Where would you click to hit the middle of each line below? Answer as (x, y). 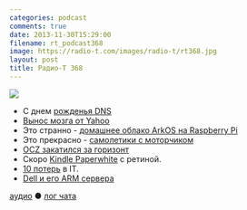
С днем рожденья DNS (67, 110)
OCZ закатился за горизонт (76, 149)
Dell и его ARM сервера (68, 178)
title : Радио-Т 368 (46, 69)
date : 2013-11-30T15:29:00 (60, 34)
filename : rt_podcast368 (56, 43)
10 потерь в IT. (50, 168)
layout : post (34, 60)
